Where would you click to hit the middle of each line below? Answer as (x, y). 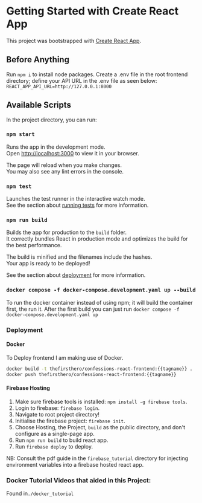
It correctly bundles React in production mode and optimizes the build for (97, 239)
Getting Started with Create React (93, 11)
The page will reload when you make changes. (64, 165)
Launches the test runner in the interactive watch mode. (76, 199)
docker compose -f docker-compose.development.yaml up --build (101, 290)
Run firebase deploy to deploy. (54, 446)
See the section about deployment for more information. (76, 275)
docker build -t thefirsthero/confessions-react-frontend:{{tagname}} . (99, 369)
